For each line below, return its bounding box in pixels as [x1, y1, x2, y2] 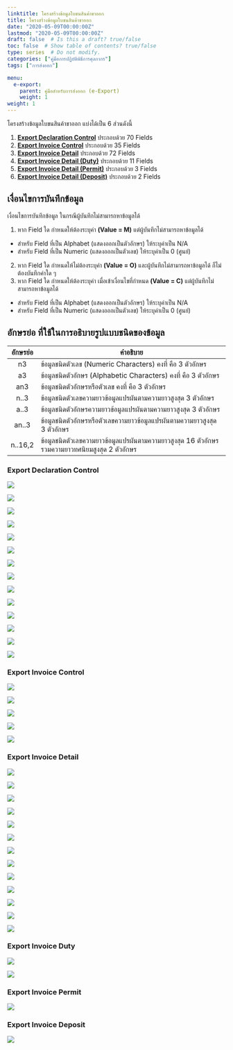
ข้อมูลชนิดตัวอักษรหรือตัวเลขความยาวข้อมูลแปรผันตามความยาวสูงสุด [40, 415, 217, 425]
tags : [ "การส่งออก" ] [7, 62, 59, 69]
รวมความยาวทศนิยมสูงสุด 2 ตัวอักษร [40, 444, 137, 454]
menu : [7, 74, 23, 81]
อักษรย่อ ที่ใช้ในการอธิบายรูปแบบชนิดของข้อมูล [7, 327, 165, 339]
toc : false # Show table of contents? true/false [7, 42, 157, 49]
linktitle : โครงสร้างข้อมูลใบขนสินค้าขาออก [7, 10, 104, 17]
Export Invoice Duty [7, 942, 76, 951]
